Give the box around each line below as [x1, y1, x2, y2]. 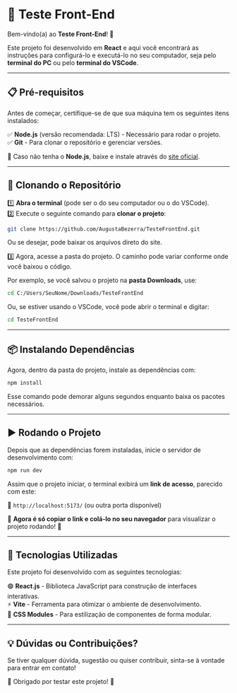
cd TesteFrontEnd [7, 316, 59, 324]
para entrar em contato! [7, 664, 76, 672]
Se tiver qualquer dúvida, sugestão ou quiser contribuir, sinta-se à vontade [7, 656, 225, 665]
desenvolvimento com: [7, 453, 74, 462]
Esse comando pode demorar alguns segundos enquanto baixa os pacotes [7, 392, 226, 400]
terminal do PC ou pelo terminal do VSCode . [7, 58, 139, 66]
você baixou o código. [7, 262, 72, 271]
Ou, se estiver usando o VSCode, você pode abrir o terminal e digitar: [7, 303, 209, 311]
